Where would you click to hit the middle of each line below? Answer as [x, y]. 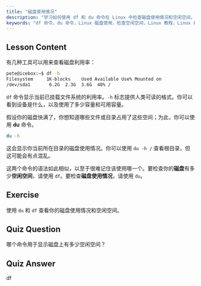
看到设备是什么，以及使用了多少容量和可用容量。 [66, 104]
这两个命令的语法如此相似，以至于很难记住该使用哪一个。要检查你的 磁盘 [95, 168]
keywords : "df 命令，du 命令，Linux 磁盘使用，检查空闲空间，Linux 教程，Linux [99, 23]
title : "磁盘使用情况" [32, 12]
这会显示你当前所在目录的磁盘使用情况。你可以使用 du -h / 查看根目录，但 [98, 148]
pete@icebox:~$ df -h [33, 74]
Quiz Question [33, 229]
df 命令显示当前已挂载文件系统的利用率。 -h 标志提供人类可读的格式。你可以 [100, 97]
